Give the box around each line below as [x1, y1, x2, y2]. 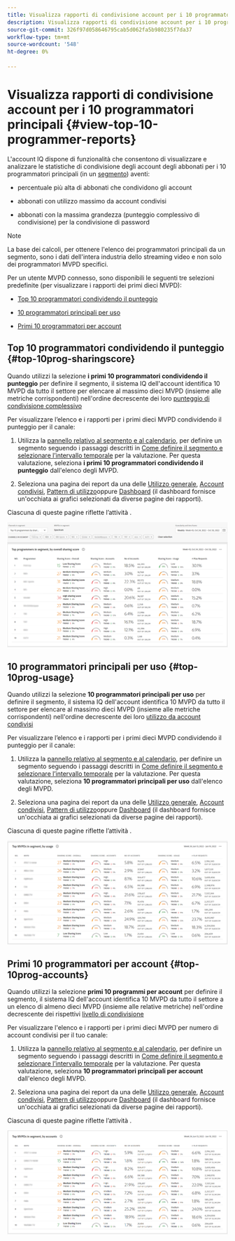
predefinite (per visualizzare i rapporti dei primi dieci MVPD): [7, 281, 182, 289]
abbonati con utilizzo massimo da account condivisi [17, 196, 166, 205]
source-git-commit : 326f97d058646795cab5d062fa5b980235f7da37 [7, 26, 192, 33]
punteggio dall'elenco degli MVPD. [17, 466, 119, 474]
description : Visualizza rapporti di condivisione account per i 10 [7, 18, 211, 26]
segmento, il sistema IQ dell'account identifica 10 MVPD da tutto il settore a [7, 995, 224, 1003]
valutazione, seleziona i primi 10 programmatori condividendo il [17, 458, 204, 467]
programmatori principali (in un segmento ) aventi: [7, 169, 150, 178]
